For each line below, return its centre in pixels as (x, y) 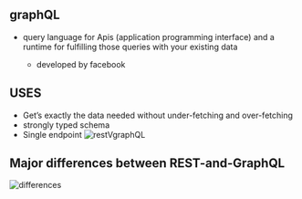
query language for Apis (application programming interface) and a (149, 37)
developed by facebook (81, 64)
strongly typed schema (66, 125)
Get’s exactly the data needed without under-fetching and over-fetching (158, 115)
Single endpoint (52, 134)
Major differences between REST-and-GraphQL (147, 163)
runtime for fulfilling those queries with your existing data (130, 47)
